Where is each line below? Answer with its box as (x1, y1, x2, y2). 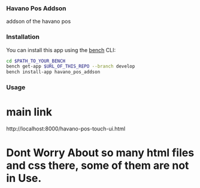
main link (6, 105, 53, 119)
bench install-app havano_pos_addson (6, 69, 101, 75)
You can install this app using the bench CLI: (6, 46, 116, 53)
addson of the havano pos (6, 18, 71, 25)
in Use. (6, 172, 42, 185)
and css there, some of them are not (6, 159, 189, 172)
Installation (6, 33, 40, 41)
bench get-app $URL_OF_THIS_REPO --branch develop (6, 63, 135, 69)
